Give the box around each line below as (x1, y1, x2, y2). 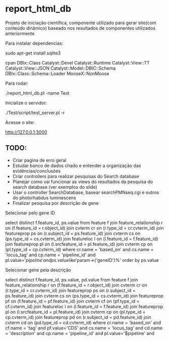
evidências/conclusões (12, 167, 61, 174)
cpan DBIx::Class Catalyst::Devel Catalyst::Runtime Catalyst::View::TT (5, 60, 150, 66)
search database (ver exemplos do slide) (12, 184, 97, 190)
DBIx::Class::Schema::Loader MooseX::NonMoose (5, 70, 109, 76)
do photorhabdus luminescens (12, 195, 77, 201)
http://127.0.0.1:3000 (5, 129, 47, 135)
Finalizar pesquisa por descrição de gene (12, 200, 99, 206)
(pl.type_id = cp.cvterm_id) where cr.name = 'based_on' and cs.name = (5, 246, 154, 252)
